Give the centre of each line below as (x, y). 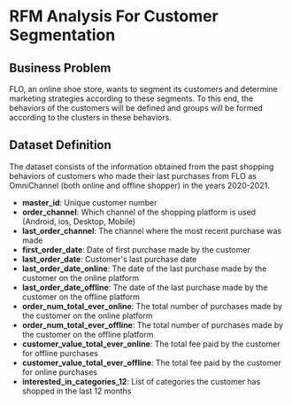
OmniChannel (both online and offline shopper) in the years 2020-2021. (139, 185)
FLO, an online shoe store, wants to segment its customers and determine (144, 89)
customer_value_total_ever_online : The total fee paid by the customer (151, 344)
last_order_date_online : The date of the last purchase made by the (144, 269)
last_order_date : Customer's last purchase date (109, 259)
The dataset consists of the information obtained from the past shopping (142, 167)
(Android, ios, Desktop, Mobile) (79, 221)
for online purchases (59, 372)
